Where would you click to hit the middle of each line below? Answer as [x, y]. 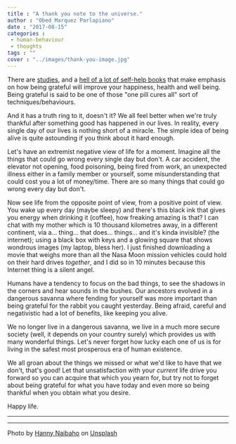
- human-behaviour [37, 40]
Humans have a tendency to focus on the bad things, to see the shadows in [116, 283]
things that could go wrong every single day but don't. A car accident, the [114, 159]
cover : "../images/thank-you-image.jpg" [69, 60]
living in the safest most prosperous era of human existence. [95, 349]
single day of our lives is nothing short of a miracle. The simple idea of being [118, 130]
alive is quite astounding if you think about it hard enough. [91, 138]
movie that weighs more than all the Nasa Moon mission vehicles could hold [117, 254]
